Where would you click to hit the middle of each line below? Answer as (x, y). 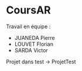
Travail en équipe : (28, 26)
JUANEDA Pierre (35, 38)
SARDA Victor (31, 50)
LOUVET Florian (34, 44)
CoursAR (28, 10)
